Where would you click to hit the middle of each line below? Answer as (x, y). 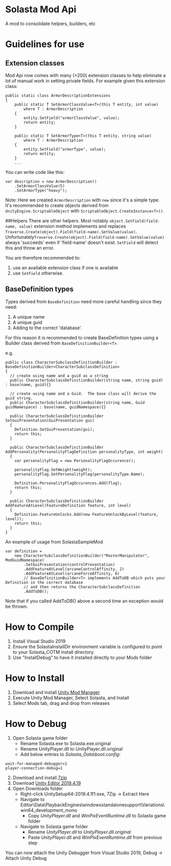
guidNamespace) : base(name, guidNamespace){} (56, 407)
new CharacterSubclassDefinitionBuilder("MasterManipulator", (82, 556)
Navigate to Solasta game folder (54, 826)
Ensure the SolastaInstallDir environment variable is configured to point (87, 646)
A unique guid (27, 322)
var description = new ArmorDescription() (51, 181)
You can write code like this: (35, 172)
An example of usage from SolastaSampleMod (54, 542)
